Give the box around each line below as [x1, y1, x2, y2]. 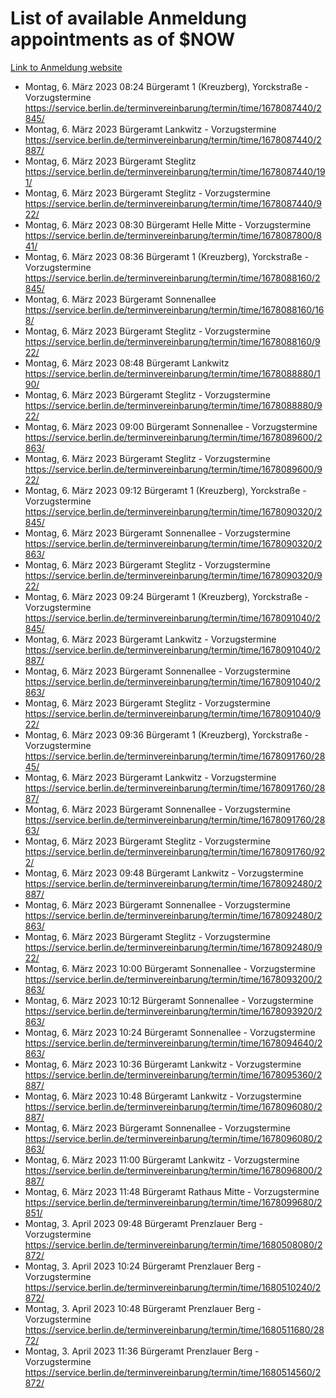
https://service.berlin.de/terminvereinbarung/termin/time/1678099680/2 [24, 1196, 323, 1208]
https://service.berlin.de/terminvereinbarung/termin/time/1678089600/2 [24, 431, 323, 443]
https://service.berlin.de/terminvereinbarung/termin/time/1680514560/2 [24, 1366, 322, 1378]
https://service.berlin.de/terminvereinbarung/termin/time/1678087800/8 [24, 229, 322, 241]
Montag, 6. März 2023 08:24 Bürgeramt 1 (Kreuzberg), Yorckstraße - [24, 80, 309, 92]
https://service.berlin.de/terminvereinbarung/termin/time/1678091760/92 [24, 845, 326, 857]
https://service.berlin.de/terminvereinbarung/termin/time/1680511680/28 [24, 1323, 325, 1336]
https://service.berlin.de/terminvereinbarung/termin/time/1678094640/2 [24, 1037, 323, 1049]
